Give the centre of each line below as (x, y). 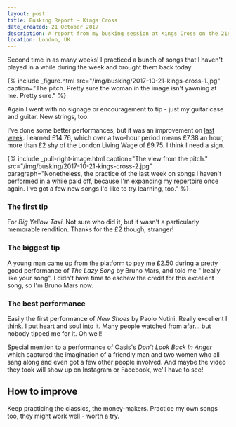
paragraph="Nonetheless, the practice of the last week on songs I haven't (114, 174)
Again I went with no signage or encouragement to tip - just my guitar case (116, 109)
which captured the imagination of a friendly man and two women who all (113, 355)
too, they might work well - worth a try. (64, 416)
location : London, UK (39, 40)
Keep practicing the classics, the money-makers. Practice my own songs (112, 408)
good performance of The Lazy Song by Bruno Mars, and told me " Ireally (114, 270)
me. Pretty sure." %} (37, 96)
